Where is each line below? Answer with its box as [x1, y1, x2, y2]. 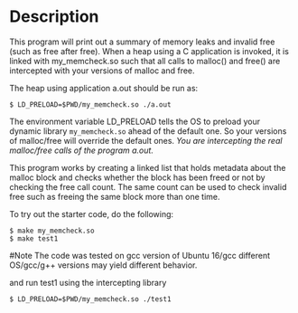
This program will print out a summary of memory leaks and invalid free [9, 36, 275, 47]
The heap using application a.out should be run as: [9, 82, 199, 93]
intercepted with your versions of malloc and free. [9, 65, 196, 76]
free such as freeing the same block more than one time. [9, 191, 220, 202]
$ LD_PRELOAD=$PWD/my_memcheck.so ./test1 [9, 294, 172, 304]
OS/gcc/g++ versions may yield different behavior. [9, 260, 198, 270]
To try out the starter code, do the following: [9, 208, 174, 219]
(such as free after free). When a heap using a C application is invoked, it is [9, 45, 289, 56]
